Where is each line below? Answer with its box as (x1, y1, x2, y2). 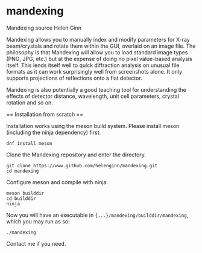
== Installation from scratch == (6, 110, 84, 118)
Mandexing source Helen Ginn (6, 24, 81, 31)
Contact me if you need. (6, 240, 66, 247)
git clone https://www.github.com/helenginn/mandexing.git (6, 162, 158, 168)
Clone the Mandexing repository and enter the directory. (6, 151, 147, 158)
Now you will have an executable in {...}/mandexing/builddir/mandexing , (6, 211, 189, 219)
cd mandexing (6, 168, 39, 174)
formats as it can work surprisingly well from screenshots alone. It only (6, 68, 183, 75)
